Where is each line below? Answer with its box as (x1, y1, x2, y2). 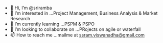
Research (10, 16, 31, 21)
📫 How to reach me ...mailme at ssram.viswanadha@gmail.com (10, 32, 145, 38)
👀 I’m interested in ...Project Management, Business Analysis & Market (10, 10, 158, 16)
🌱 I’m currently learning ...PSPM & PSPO (10, 21, 95, 27)
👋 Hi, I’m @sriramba (10, 5, 52, 11)
